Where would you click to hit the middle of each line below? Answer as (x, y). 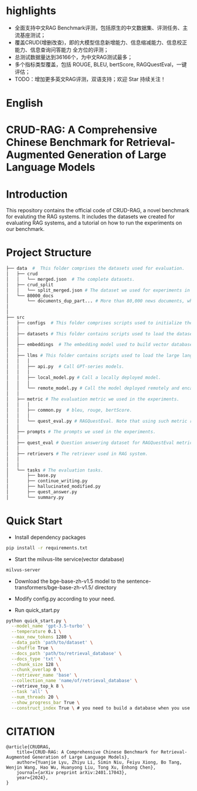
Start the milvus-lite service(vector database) (69, 559)
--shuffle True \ (33, 648)
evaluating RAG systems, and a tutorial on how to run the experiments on (94, 223)
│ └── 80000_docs (30, 296)
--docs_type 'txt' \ (36, 659)
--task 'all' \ (30, 691)
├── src (16, 318)
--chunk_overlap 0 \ (36, 670)
